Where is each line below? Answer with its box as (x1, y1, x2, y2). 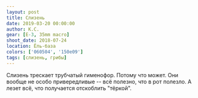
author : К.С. (6, 26, 40, 32)
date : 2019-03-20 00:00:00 (6, 20, 75, 26)
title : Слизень (6, 15, 45, 21)
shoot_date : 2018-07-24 (6, 37, 67, 43)
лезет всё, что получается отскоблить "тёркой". (6, 84, 132, 92)
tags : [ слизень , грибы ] (6, 55, 67, 61)
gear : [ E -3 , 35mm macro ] (6, 32, 70, 38)
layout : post (6, 9, 40, 15)
